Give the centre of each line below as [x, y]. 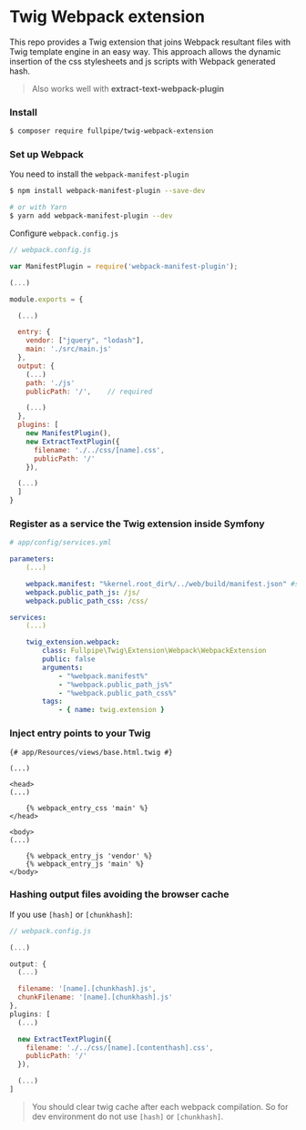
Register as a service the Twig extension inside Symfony [138, 524]
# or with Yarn [38, 208]
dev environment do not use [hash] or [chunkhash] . [127, 1116]
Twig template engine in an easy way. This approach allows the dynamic [145, 51]
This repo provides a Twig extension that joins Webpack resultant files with [150, 42]
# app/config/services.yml [61, 543]
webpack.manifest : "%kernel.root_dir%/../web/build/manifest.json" [156, 584]
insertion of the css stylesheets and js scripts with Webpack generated [143, 61]
